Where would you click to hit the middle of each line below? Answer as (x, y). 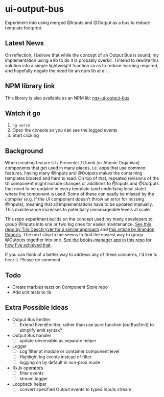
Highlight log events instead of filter (56, 357)
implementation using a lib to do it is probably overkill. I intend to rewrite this (82, 60)
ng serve (21, 125)
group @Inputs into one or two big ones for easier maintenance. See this (78, 224)
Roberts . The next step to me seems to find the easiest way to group (74, 235)
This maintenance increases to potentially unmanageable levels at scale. (78, 210)
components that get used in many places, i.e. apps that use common (75, 168)
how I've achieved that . (29, 245)
